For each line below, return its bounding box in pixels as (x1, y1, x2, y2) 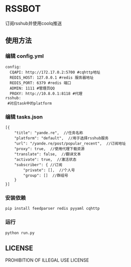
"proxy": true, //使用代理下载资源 (14, 146, 85, 151)
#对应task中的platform (7, 101, 52, 106)
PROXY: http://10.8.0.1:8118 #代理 (10, 91, 83, 96)
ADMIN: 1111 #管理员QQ (10, 86, 55, 91)
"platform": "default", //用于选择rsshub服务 (14, 136, 109, 141)
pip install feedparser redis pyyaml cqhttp (5, 206, 100, 211)
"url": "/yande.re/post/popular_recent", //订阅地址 (14, 141, 126, 146)
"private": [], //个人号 (23, 168, 75, 173)
